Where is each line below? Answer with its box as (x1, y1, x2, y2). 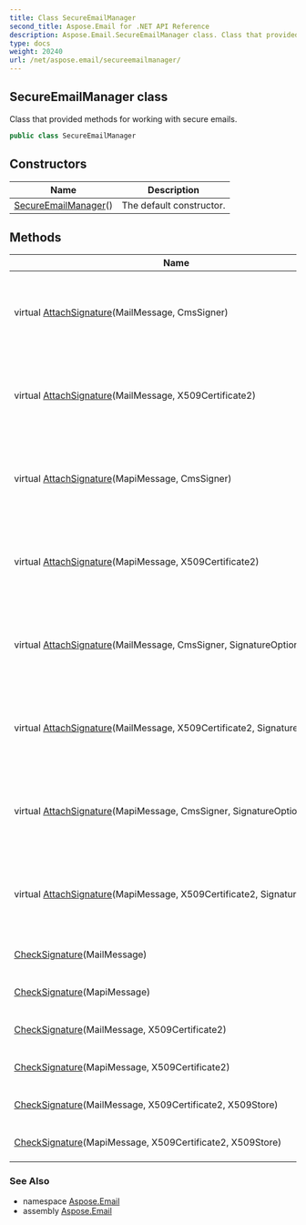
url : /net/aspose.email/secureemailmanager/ (9, 56, 181, 65)
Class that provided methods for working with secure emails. (9, 113, 238, 124)
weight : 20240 (9, 47, 64, 56)
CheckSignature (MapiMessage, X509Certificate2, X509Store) (14, 1136, 282, 1148)
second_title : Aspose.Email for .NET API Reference (9, 22, 209, 31)
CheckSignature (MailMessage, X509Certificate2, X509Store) (14, 1098, 279, 1111)
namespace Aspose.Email (22, 1195, 120, 1207)
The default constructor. (121, 199, 226, 211)
